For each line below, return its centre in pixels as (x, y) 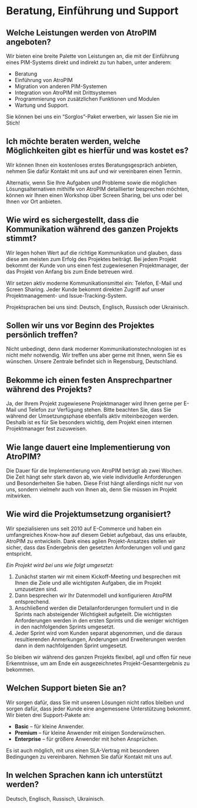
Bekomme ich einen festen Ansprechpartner (89, 380)
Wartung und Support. (41, 105)
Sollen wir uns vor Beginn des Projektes (80, 326)
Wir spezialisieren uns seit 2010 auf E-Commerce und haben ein (84, 528)
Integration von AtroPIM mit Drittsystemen (65, 92)
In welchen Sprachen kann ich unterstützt (84, 775)
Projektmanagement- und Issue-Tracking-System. (67, 295)
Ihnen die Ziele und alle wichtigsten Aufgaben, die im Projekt (88, 582)
